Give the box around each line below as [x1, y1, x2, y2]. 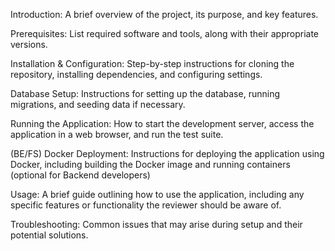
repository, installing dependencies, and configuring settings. [10, 69, 263, 80]
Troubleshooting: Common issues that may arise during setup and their [10, 219, 303, 230]
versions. [10, 39, 48, 50]
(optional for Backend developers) [10, 169, 151, 181]
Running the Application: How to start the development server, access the [10, 118, 315, 129]
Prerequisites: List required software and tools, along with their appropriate [10, 28, 320, 39]
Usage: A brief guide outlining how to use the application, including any [10, 189, 305, 200]
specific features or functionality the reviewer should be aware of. [10, 199, 282, 211]
